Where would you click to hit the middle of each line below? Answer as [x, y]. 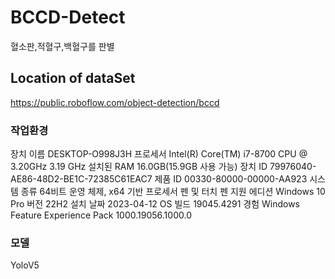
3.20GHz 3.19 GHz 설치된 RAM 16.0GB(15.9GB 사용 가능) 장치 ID [139, 167]
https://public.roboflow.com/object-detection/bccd [115, 102]
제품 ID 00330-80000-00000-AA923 [231, 179]
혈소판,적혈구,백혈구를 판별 [62, 46]
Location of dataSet [73, 78]
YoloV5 [25, 265]
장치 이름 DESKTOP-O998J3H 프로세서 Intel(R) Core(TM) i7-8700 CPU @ [159, 154]
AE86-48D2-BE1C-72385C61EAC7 [81, 179]
